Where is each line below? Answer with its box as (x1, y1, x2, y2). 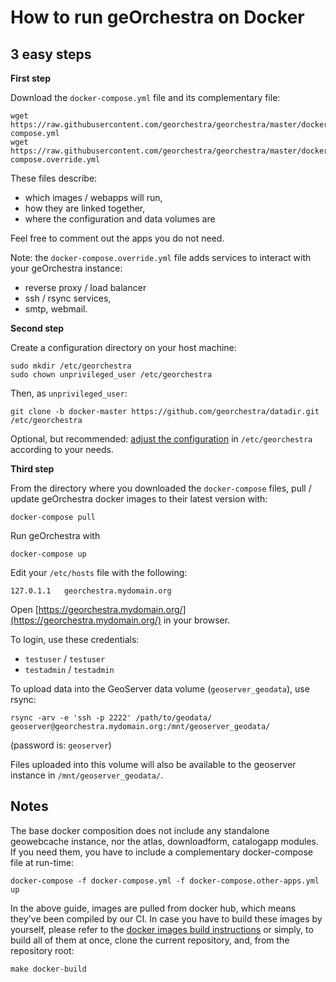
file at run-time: (10, 856, 75, 868)
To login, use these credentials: (10, 634, 140, 645)
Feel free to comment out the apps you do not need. (10, 232, 225, 244)
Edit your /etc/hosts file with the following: (10, 567, 188, 578)
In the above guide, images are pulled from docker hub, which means (10, 902, 297, 914)
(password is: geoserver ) (10, 739, 112, 751)
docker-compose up (10, 549, 87, 559)
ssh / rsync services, (24, 292, 112, 304)
